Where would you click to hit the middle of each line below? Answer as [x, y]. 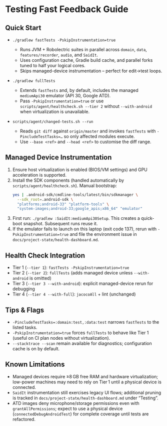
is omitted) [40, 278]
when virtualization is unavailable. [55, 112]
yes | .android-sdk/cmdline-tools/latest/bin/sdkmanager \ [75, 195]
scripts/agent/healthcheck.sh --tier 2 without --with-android [86, 106]
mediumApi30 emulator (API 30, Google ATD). [65, 96]
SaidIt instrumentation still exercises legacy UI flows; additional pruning [87, 392]
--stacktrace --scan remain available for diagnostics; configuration [82, 343]
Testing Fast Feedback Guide [67, 9]
